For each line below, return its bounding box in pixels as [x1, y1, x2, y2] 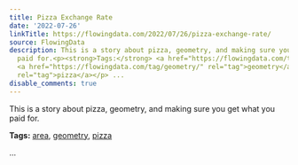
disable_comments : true [9, 79, 98, 88]
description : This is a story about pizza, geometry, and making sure [9, 46, 276, 55]
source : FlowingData [9, 37, 86, 47]
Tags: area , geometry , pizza [9, 130, 113, 140]
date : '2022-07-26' [9, 21, 82, 30]
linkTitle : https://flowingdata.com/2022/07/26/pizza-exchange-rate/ [9, 29, 272, 38]
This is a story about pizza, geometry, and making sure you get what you [9, 103, 276, 114]
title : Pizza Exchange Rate [9, 12, 114, 22]
